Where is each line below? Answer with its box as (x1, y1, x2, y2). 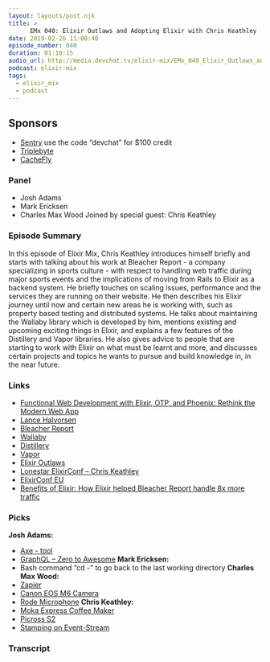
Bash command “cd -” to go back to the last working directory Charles (19, 563, 255, 573)
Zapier (19, 580, 42, 590)
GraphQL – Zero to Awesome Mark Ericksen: (19, 554, 170, 564)
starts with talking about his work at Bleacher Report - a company (8, 257, 226, 266)
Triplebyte (19, 146, 54, 156)
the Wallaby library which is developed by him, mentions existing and (8, 317, 237, 327)
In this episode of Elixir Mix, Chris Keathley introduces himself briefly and (8, 249, 251, 258)
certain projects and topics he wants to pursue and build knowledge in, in (8, 351, 252, 360)
